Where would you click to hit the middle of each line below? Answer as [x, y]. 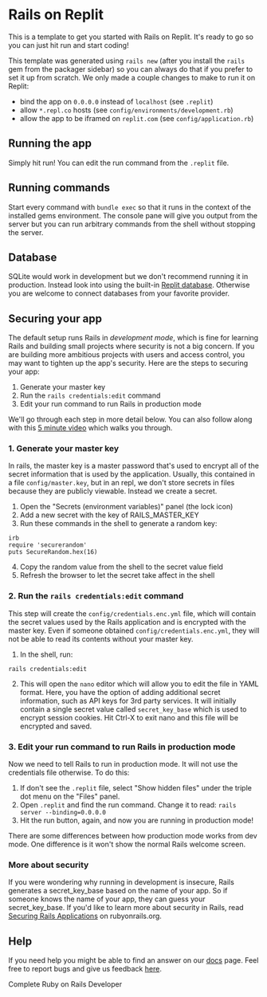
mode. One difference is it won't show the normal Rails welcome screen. [127, 844]
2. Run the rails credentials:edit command [96, 596]
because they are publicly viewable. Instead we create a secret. [113, 491]
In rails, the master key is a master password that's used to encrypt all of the [133, 466]
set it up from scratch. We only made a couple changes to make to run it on [132, 77]
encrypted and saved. [56, 726]
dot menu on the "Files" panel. [70, 797]
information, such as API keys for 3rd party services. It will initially [128, 701]
